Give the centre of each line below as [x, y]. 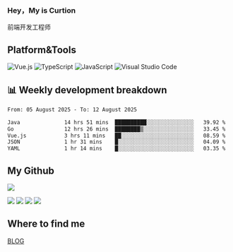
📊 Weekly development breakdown [87, 90]
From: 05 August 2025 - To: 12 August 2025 [72, 109]
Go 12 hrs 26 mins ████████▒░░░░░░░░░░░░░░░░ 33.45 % [116, 129]
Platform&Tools [42, 50]
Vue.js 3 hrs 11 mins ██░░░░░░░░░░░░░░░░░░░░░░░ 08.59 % [116, 136]
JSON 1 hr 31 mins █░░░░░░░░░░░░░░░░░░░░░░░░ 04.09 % [116, 142]
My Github [31, 170]
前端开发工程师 [29, 27]
